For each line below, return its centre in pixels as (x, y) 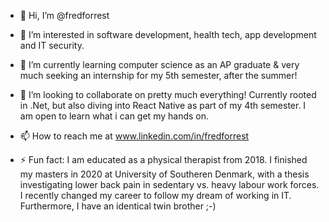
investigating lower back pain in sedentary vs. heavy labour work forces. (169, 184)
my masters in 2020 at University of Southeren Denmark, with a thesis (164, 174)
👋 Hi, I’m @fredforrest (64, 15)
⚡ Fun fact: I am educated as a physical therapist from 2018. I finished (163, 159)
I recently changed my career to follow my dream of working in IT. (155, 195)
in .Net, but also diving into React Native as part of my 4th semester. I (163, 105)
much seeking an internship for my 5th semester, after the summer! (158, 75)
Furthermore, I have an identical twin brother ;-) (118, 206)
